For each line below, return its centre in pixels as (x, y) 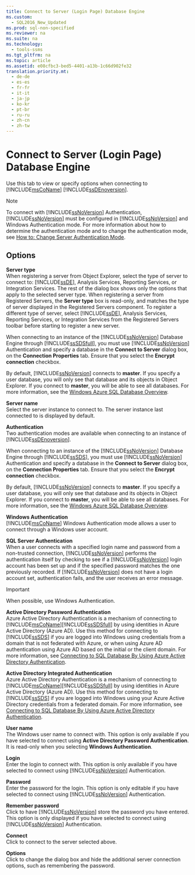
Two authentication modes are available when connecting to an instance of (96, 433)
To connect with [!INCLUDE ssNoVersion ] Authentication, (74, 212)
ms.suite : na (22, 39)
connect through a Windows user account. (58, 529)
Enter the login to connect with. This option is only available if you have (92, 764)
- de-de (21, 77)
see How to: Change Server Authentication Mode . (66, 237)
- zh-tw (21, 126)
